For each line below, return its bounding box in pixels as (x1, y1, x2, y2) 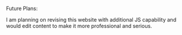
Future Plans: (6, 5, 38, 12)
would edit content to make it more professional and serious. (6, 23, 152, 29)
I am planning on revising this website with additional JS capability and (6, 16, 177, 23)
